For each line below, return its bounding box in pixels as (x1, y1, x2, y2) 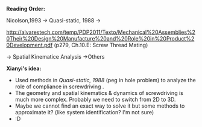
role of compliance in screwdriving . (14, 83, 104, 90)
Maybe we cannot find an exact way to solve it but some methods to (14, 102, 185, 109)
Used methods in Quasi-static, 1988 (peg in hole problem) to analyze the (14, 77, 196, 83)
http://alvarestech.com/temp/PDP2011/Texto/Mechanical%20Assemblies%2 (6, 28, 196, 36)
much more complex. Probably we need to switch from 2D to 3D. (14, 96, 176, 103)
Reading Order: (6, 5, 45, 12)
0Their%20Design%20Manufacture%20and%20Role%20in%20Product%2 (6, 35, 195, 42)
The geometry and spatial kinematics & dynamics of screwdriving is (14, 90, 184, 96)
